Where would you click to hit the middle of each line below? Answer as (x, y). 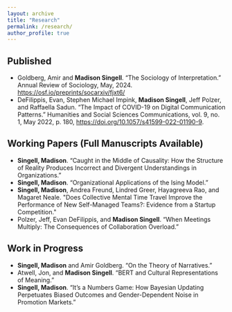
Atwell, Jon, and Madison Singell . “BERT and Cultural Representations (117, 272)
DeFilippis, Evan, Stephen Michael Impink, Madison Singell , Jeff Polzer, (119, 100)
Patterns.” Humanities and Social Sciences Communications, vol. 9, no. (118, 114)
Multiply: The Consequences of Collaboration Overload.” (98, 227)
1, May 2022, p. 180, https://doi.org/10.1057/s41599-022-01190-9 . (110, 122)
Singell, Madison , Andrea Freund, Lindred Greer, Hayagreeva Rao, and (118, 190)
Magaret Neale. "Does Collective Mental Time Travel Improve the (110, 197)
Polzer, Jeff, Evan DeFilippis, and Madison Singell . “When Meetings (114, 219)
